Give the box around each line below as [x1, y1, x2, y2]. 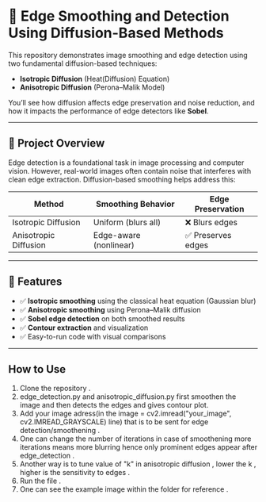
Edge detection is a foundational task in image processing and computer [8, 158, 245, 167]
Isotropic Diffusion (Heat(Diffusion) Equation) [19, 74, 170, 83]
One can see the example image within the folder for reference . [19, 485, 229, 494]
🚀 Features [8, 275, 63, 289]
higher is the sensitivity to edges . [19, 468, 131, 477]
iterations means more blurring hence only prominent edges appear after [19, 443, 258, 452]
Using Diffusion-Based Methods [8, 24, 224, 42]
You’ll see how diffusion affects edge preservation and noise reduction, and [8, 98, 255, 107]
